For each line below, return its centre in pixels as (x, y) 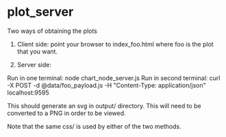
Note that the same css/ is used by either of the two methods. (94, 126)
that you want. (37, 51)
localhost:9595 (28, 92)
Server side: (34, 64)
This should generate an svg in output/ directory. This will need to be (104, 105)
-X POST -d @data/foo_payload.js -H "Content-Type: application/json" (107, 85)
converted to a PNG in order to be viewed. (66, 113)
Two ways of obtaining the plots (52, 31)
